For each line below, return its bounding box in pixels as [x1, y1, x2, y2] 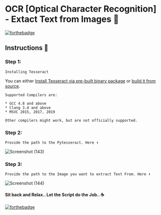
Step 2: [5, 129, 23, 136]
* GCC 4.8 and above [5, 101, 47, 106]
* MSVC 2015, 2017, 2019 [5, 109, 55, 115]
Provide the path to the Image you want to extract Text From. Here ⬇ [5, 172, 151, 177]
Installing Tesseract [5, 69, 49, 74]
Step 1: [5, 58, 21, 65]
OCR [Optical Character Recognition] [5, 3, 157, 15]
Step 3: [5, 161, 23, 167]
